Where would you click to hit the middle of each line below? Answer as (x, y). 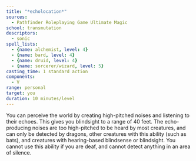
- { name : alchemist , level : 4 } (50, 50)
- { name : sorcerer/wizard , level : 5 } (58, 66)
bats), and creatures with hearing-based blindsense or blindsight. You (91, 140)
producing (19, 128)
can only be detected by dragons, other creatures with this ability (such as (96, 134)
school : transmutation (34, 28)
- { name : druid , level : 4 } (44, 60)
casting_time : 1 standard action (47, 71)
